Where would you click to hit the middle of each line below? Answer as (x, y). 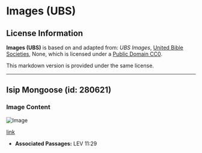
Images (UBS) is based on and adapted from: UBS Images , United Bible (95, 47)
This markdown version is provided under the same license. (80, 65)
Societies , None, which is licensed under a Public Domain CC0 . (84, 54)
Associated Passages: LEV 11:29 (56, 143)
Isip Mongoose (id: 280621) (59, 90)
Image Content (29, 107)
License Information (44, 33)
